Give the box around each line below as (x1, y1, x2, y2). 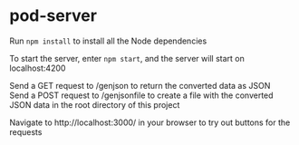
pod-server (9, 5, 98, 26)
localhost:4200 (9, 63, 66, 73)
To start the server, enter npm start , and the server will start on (9, 53, 245, 63)
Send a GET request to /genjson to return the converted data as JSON (9, 80, 271, 91)
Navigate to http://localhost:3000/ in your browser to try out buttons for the (9, 117, 291, 128)
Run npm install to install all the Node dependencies (9, 35, 207, 46)
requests (9, 126, 43, 137)
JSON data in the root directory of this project (9, 99, 180, 110)
